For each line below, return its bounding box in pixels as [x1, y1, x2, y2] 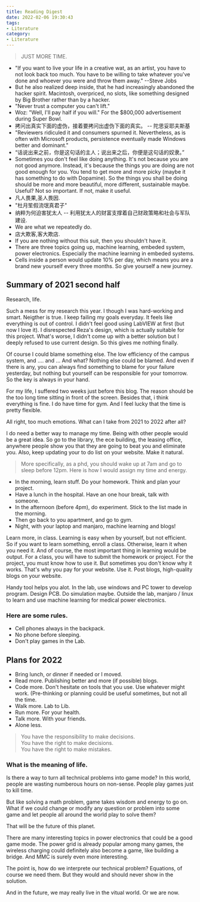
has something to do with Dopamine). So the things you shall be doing [14, 174, 187, 181]
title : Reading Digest [6, 8, 63, 15]
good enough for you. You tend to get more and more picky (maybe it [14, 168, 186, 175]
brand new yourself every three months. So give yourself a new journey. [14, 263, 193, 269]
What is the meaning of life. [6, 761, 88, 769]
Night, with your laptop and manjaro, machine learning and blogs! [14, 522, 176, 529]
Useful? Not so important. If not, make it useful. [14, 187, 131, 194]
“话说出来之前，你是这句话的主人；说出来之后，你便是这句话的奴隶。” [14, 149, 185, 156]
